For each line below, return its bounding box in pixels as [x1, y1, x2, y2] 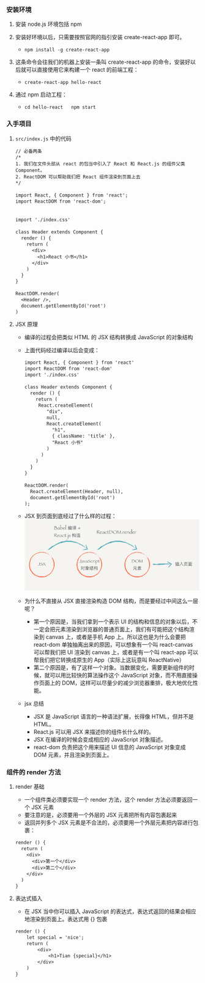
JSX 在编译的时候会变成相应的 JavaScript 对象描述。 [33, 736, 166, 743]
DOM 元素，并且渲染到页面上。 [33, 751, 113, 758]
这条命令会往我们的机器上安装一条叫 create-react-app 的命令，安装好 [15, 58, 191, 66]
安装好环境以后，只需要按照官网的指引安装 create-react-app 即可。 [15, 34, 185, 41]
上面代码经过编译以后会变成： [24, 346, 100, 353]
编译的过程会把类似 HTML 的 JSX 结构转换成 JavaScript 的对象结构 [24, 333, 193, 341]
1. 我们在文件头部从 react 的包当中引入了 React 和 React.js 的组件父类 [15, 160, 185, 167]
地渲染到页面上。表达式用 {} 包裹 [24, 915, 108, 922]
